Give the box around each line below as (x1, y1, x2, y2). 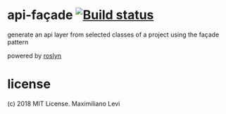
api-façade (7, 7, 73, 23)
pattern (7, 37, 29, 46)
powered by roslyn (7, 51, 62, 60)
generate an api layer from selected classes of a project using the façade (7, 30, 220, 39)
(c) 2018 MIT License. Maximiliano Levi (7, 99, 120, 108)
